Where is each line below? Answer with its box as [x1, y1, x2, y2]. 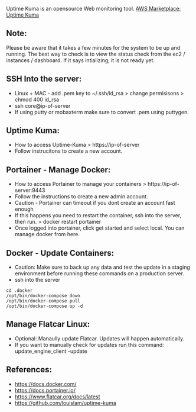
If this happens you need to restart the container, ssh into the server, [14, 212, 182, 219]
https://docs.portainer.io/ [14, 387, 76, 394]
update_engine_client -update [14, 347, 87, 355]
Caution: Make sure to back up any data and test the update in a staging [14, 263, 190, 271]
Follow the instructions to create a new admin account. [14, 193, 148, 200]
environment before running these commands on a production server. [14, 270, 185, 277]
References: [6, 365, 52, 375]
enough [14, 205, 34, 213]
